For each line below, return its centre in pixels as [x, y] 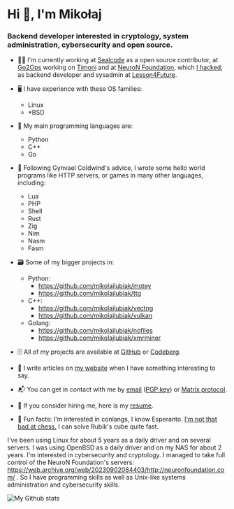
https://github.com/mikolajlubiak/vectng [96, 308]
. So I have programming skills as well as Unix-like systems [101, 478]
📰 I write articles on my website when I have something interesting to [116, 368]
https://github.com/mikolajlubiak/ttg [90, 294]
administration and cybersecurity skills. [64, 485]
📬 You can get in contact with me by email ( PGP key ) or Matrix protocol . [122, 389]
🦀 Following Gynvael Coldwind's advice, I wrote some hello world [111, 168]
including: [31, 183]
